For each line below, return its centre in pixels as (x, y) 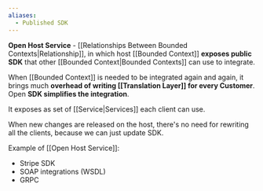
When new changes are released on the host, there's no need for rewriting (129, 124)
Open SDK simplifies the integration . (69, 94)
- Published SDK (42, 23)
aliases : (22, 15)
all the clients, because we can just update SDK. (86, 132)
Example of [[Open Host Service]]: (64, 148)
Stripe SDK (37, 163)
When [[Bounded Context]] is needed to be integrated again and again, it (126, 77)
